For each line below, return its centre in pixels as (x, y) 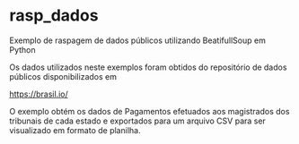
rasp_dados (54, 16)
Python (22, 49)
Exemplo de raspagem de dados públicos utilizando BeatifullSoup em (138, 40)
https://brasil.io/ (39, 94)
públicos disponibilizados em (63, 76)
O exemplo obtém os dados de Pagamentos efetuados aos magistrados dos (149, 111)
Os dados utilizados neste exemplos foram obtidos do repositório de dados (148, 67)
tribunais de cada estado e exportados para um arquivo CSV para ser (138, 121)
